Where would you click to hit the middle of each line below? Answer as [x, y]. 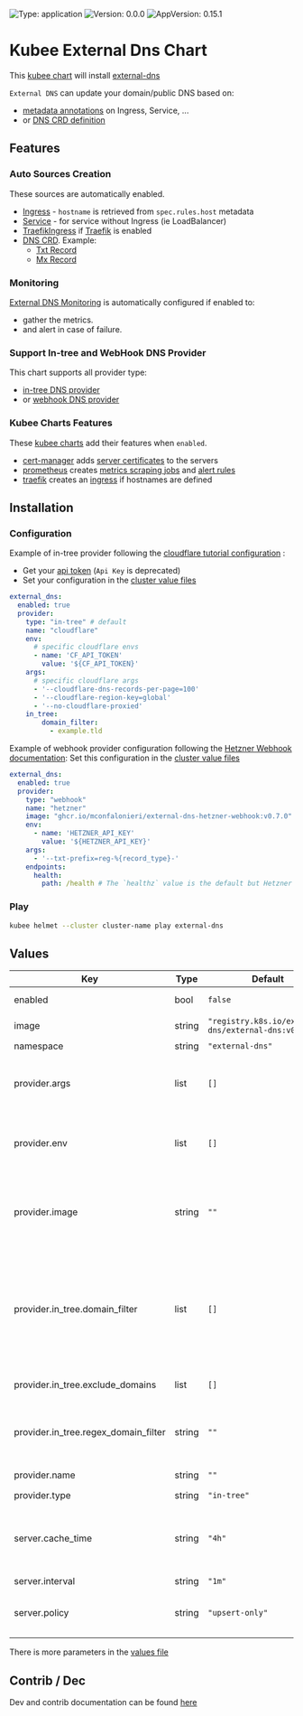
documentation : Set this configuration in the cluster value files [125, 758]
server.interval [45, 1581]
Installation [41, 507]
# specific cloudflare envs [86, 647]
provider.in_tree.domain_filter [76, 1310]
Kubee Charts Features [61, 423]
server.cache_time [53, 1538]
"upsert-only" [238, 1613]
